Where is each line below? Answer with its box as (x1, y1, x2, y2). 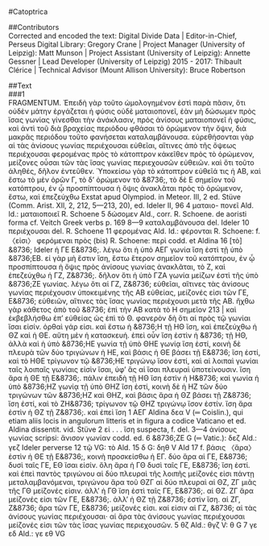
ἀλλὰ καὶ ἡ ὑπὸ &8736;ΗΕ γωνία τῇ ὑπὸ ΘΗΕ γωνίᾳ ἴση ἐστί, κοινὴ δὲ (8, 339, 242, 349)
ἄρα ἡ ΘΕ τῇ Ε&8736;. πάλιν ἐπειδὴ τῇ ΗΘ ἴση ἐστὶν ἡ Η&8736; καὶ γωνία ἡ (8, 374, 259, 383)
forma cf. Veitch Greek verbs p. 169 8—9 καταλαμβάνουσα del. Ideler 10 (8, 217, 250, 227)
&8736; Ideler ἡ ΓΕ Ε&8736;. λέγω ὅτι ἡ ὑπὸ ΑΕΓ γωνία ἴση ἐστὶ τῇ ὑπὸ (8, 245, 243, 254)
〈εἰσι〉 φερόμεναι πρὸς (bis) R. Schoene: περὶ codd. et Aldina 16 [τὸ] (8, 236, 242, 245)
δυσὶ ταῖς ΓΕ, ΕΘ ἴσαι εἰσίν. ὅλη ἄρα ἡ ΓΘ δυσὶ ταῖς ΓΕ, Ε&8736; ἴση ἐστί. (8, 461, 251, 469)
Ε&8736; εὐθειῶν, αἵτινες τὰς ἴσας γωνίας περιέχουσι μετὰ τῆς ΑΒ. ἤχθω (8, 296, 255, 305)
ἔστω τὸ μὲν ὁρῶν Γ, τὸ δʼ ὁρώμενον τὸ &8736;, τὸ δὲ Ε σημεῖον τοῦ (8, 175, 236, 184)
